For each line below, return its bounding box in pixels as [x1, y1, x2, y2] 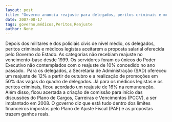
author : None [5, 27, 33, 32]
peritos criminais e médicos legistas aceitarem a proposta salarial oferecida [5, 46, 165, 52]
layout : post [5, 7, 33, 13]
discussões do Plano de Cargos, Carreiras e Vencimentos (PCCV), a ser [5, 95, 157, 101]
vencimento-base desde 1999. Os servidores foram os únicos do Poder [5, 57, 156, 63]
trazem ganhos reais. [5, 111, 50, 117]
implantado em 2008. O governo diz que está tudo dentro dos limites [5, 100, 151, 106]
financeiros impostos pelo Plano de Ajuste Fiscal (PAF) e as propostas [5, 106, 153, 112]
